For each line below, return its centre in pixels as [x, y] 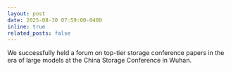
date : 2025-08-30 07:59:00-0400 [55, 20]
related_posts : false [39, 33]
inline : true [26, 26]
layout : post [26, 14]
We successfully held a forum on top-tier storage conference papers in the [116, 53]
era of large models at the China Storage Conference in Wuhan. [100, 61]
